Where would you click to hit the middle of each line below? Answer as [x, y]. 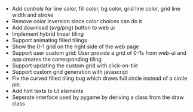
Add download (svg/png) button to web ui [63, 27]
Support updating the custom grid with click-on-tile [75, 66]
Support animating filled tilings [50, 40]
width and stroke [33, 15]
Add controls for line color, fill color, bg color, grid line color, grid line [96, 9]
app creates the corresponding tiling [56, 59]
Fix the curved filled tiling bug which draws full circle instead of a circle [99, 78]
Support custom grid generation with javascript [70, 72]
